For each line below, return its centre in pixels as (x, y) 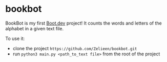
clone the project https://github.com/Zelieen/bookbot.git (75, 48)
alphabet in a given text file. (35, 28)
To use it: (15, 38)
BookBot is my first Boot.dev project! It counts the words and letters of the (84, 23)
